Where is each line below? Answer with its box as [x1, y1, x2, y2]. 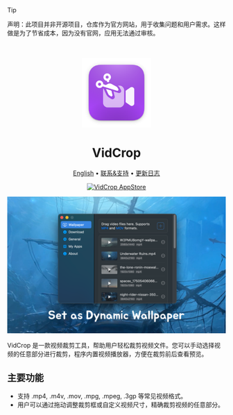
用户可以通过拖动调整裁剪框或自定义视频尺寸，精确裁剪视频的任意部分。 [17, 400, 224, 409]
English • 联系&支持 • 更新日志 [72, 169, 161, 177]
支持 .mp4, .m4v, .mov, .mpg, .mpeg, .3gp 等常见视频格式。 [17, 391, 187, 400]
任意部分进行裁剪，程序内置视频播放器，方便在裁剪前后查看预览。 [19, 350, 208, 358]
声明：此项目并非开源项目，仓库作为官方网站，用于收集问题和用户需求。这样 [7, 20, 226, 28]
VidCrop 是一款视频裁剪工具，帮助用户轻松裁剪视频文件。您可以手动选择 [7, 341, 215, 349]
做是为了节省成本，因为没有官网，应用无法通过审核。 [7, 29, 159, 37]
